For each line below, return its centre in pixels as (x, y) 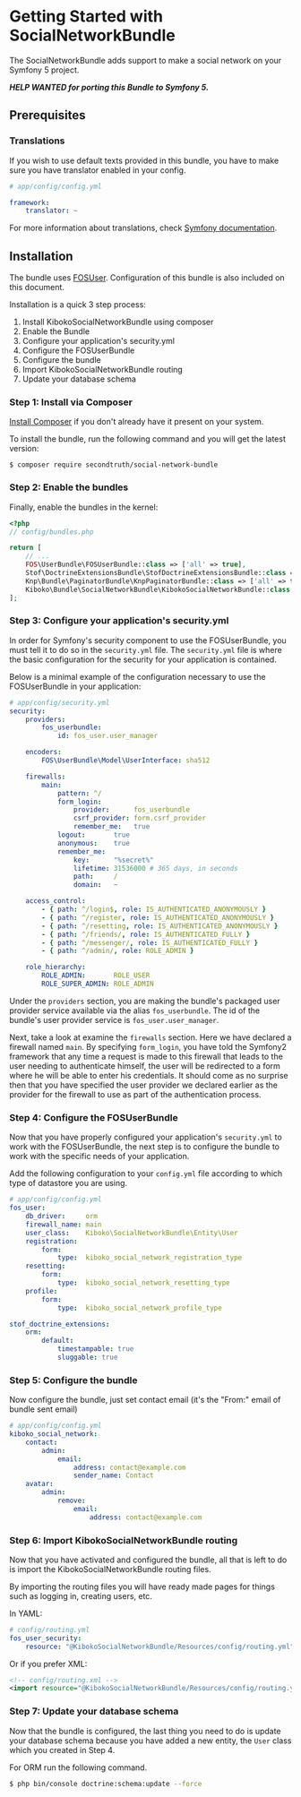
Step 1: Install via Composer (71, 402)
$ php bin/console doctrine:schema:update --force (106, 1784)
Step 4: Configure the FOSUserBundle (94, 1117)
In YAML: (26, 1613)
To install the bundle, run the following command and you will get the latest (148, 439)
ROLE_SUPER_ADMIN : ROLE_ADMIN (98, 984)
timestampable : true (95, 1349)
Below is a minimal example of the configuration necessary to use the (138, 676)
